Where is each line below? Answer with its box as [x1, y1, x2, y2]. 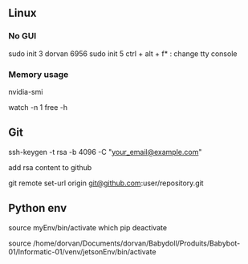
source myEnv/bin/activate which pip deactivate [8, 222, 167, 232]
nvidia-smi [8, 87, 43, 96]
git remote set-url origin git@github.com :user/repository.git [8, 178, 204, 188]
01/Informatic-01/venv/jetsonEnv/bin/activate [8, 246, 157, 256]
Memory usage [8, 68, 69, 79]
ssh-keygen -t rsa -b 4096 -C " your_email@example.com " [8, 147, 202, 156]
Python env [8, 201, 67, 215]
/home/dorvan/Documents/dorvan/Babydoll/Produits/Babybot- [33, 238, 241, 248]
